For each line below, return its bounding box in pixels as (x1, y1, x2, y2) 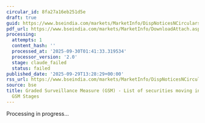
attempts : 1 (12, 37, 43, 43)
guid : (6, 20, 20, 26)
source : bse (6, 82, 37, 88)
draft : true (6, 15, 37, 21)
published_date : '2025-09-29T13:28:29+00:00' (6, 71, 124, 77)
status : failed (12, 65, 51, 71)
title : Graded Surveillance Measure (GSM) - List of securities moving (6, 88, 192, 94)
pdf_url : (6, 25, 29, 32)
